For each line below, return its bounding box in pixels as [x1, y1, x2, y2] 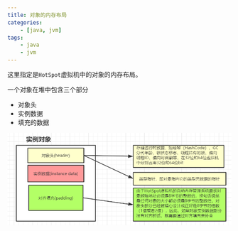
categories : [7, 18, 43, 26]
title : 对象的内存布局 [7, 11, 67, 18]
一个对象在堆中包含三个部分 [7, 85, 89, 94]
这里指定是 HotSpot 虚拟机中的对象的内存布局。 [7, 70, 142, 78]
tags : [7, 34, 23, 41]
